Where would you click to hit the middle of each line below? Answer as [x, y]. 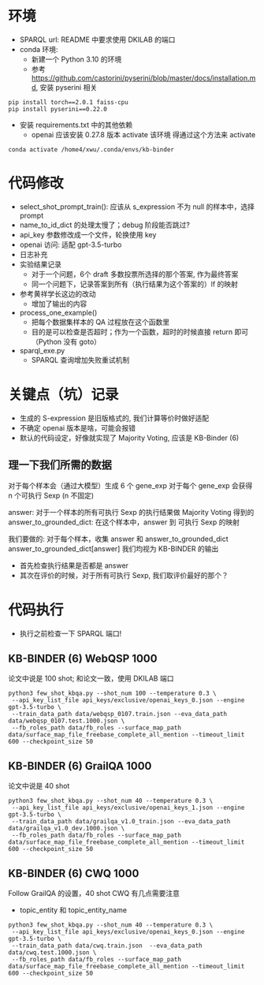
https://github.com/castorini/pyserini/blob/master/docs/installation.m [143, 78]
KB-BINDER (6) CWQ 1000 [74, 873]
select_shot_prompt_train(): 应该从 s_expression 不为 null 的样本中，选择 [137, 207]
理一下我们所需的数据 [60, 465]
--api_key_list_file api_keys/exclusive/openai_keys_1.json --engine [128, 808]
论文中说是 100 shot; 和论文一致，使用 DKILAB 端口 [91, 678]
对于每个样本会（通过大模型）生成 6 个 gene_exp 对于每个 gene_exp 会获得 [130, 485]
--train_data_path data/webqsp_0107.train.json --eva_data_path [119, 714]
